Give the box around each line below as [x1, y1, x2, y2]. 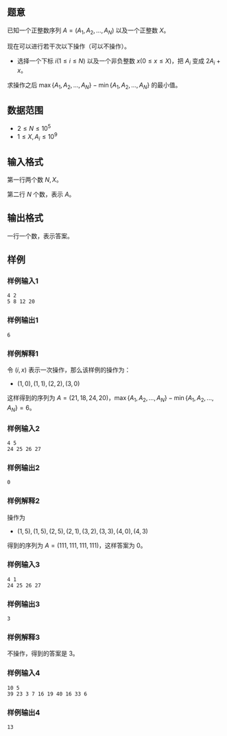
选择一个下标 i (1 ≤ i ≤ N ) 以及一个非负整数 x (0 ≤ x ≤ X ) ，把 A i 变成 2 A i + [16, 56, 221, 67]
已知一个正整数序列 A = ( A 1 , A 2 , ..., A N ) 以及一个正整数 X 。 [7, 26, 170, 36]
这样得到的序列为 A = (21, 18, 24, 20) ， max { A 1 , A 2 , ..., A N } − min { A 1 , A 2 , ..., [7, 394, 214, 403]
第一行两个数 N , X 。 [7, 175, 63, 184]
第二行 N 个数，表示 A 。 [7, 190, 75, 198]
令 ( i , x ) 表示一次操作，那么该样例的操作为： [7, 366, 131, 374]
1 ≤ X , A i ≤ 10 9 [16, 132, 58, 143]
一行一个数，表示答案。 [7, 231, 73, 240]
